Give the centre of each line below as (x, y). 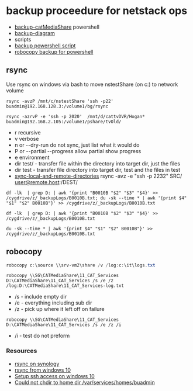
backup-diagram (35, 33)
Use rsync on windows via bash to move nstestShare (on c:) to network (92, 84)
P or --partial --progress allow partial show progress (78, 151)
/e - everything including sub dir (53, 303)
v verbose (27, 139)
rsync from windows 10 (43, 370)
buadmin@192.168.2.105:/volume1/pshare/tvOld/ (64, 122)
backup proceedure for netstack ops (97, 11)
